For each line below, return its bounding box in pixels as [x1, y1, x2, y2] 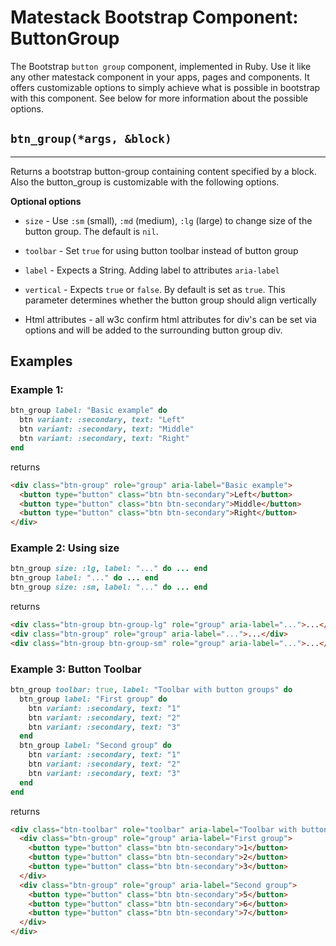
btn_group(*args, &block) [10, 132, 172, 146]
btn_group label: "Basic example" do [10, 406, 168, 416]
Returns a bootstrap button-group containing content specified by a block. [10, 165, 317, 177]
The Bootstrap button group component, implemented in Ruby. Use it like [10, 60, 312, 72]
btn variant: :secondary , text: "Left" [19, 415, 186, 425]
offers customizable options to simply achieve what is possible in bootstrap [10, 81, 321, 93]
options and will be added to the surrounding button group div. [24, 324, 283, 336]
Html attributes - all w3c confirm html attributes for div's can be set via [24, 313, 317, 325]
